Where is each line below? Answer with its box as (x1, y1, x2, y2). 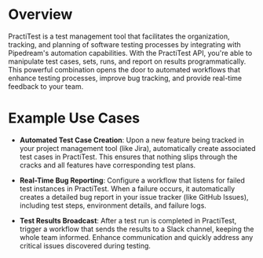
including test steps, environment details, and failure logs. (19, 201, 206, 210)
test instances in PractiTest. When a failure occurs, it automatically (19, 183, 236, 193)
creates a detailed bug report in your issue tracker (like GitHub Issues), (19, 192, 249, 201)
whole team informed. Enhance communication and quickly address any (19, 232, 254, 241)
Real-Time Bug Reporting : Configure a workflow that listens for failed (19, 175, 246, 185)
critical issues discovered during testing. (19, 241, 152, 250)
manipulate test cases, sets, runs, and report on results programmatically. (8, 57, 247, 66)
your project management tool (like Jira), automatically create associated (19, 143, 257, 153)
